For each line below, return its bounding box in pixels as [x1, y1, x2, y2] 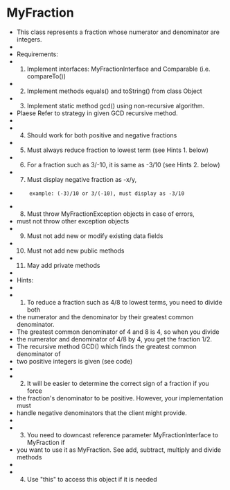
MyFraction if [26, 438, 65, 446]
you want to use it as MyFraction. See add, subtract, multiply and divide [16, 446, 222, 454]
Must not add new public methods [26, 246, 125, 255]
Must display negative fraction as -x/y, [26, 175, 136, 183]
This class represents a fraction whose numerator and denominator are [16, 28, 220, 36]
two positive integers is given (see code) [16, 357, 133, 365]
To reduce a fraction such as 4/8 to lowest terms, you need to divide [26, 298, 222, 306]
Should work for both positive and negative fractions [26, 130, 177, 140]
